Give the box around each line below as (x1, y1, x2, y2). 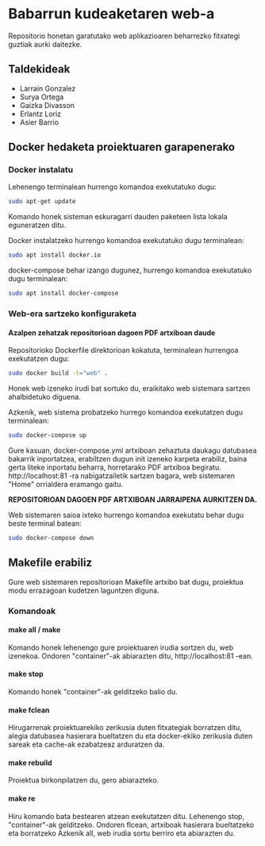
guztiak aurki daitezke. (8, 39, 83, 48)
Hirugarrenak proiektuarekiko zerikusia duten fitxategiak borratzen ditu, (8, 723, 242, 732)
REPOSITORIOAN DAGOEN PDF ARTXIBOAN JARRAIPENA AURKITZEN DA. (8, 494, 258, 504)
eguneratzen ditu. (8, 220, 66, 230)
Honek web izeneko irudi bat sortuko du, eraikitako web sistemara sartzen (8, 384, 251, 393)
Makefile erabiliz (8, 556, 93, 570)
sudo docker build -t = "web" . (8, 369, 109, 377)
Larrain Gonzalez (19, 83, 76, 93)
